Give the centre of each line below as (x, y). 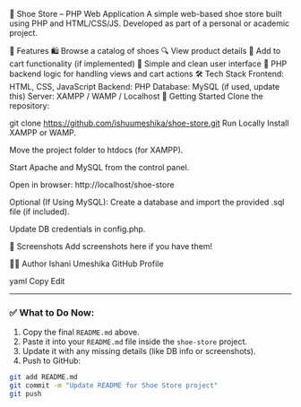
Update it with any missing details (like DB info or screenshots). (139, 351)
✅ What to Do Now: (52, 312)
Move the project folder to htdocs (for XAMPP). (96, 150)
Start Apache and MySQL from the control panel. (99, 167)
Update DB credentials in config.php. (77, 229)
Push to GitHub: (52, 361)
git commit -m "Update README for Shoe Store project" (114, 385)
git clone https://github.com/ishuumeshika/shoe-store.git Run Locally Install (149, 123)
